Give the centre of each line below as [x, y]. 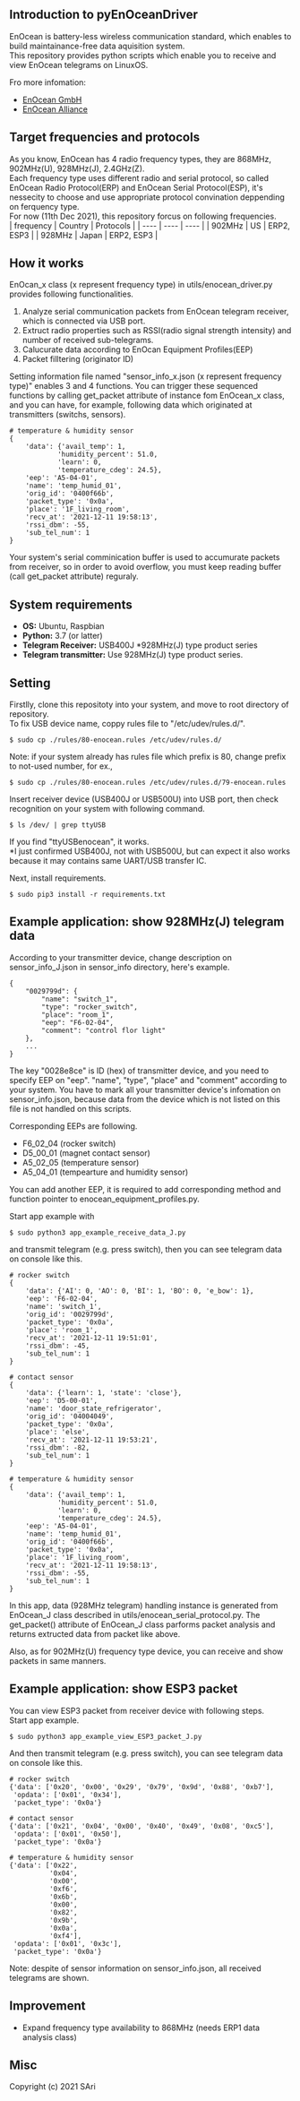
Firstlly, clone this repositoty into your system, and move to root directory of [149, 705]
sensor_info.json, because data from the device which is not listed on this [145, 1099]
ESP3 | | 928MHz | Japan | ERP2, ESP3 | [84, 235]
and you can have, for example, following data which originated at [131, 405]
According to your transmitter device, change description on [121, 957]
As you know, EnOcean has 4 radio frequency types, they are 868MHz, [140, 159]
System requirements [71, 604]
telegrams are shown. [49, 1977]
